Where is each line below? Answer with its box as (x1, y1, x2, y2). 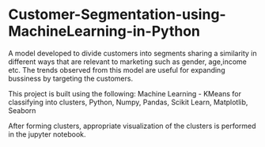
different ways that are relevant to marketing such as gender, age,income (8, 57, 247, 66)
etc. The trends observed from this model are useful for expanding (8, 65, 225, 74)
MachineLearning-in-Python (8, 22, 200, 40)
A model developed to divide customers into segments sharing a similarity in (8, 48, 257, 58)
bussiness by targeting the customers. (8, 73, 133, 83)
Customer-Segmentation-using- (8, 6, 227, 24)
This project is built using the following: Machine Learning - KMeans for (8, 89, 241, 98)
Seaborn (8, 105, 36, 115)
